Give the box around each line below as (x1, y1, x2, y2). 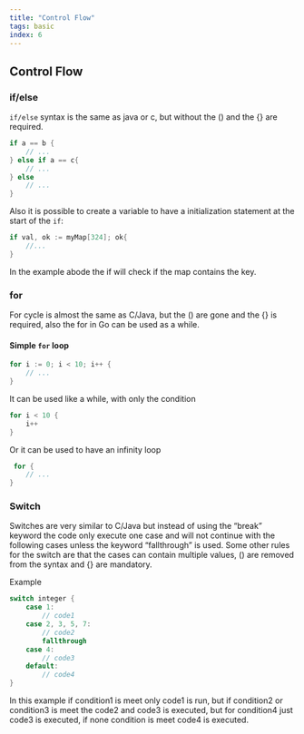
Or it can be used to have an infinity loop (9, 444, 162, 455)
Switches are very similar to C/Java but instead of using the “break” (9, 521, 263, 532)
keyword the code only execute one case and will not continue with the (9, 530, 275, 541)
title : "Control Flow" (9, 13, 95, 23)
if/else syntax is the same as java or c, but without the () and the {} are (9, 112, 279, 122)
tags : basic (9, 22, 54, 31)
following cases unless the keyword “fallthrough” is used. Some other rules (9, 540, 290, 551)
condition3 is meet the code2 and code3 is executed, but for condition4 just (9, 705, 293, 716)
